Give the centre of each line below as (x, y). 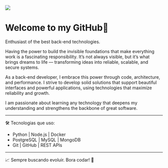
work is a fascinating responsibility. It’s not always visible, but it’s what (77, 57)
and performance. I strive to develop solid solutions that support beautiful (81, 82)
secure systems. (22, 67)
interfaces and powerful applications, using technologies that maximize (79, 88)
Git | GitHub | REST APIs (37, 145)
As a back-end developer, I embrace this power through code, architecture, (83, 77)
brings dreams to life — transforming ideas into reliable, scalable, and (77, 62)
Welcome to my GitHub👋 (57, 28)
